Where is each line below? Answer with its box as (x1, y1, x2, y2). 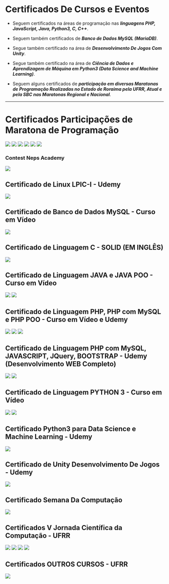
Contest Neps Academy (5, 154, 65, 161)
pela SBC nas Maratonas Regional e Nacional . (12, 91, 112, 97)
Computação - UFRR (5, 531, 70, 540)
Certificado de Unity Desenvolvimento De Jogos (5, 460, 160, 469)
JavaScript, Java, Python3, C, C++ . (12, 25, 89, 31)
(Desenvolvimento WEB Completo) (5, 359, 117, 368)
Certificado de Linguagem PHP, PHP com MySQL (5, 307, 161, 316)
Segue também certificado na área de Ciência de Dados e (12, 60, 134, 66)
